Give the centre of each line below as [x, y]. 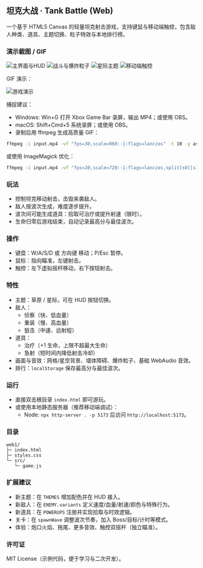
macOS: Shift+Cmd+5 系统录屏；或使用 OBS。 [73, 125]
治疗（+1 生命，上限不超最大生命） [67, 345]
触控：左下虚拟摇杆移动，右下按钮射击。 [65, 268]
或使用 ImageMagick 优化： [40, 156]
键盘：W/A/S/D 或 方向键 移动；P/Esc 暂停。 [70, 253]
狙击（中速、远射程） [50, 330]
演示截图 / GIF [27, 52]
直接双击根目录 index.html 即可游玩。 [62, 399]
